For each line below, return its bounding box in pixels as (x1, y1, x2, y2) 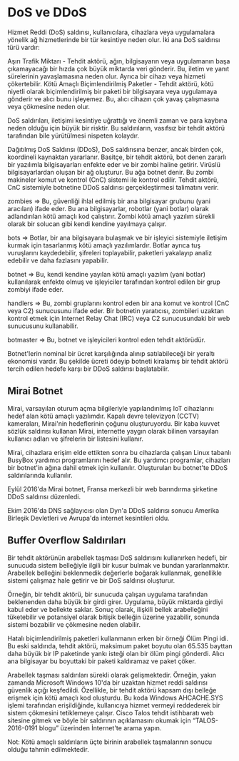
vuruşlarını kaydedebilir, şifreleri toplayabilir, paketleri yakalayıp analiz (7, 248, 213, 257)
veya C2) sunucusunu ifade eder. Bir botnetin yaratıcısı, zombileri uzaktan (7, 306, 225, 315)
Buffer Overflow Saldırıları (7, 534, 126, 546)
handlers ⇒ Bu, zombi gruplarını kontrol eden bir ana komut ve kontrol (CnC (7, 299, 230, 307)
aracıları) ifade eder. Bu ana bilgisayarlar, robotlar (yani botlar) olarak (7, 204, 209, 213)
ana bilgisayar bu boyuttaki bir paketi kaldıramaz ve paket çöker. (7, 657, 196, 665)
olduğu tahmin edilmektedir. (7, 745, 89, 753)
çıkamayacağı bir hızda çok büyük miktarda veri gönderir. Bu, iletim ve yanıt (7, 64, 230, 73)
